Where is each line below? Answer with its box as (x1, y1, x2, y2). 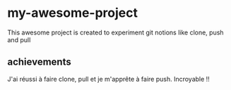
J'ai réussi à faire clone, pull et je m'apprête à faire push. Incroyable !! (7, 75, 210, 83)
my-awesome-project (7, 5, 138, 21)
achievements (7, 56, 72, 68)
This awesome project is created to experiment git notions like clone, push (7, 28, 224, 37)
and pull (7, 35, 31, 44)
